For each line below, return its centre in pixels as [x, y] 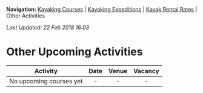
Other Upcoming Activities [75, 52]
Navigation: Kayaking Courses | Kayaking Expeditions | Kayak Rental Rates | [102, 9]
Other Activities [26, 16]
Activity [46, 71]
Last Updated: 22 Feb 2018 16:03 [48, 27]
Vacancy [146, 71]
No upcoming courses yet [46, 81]
